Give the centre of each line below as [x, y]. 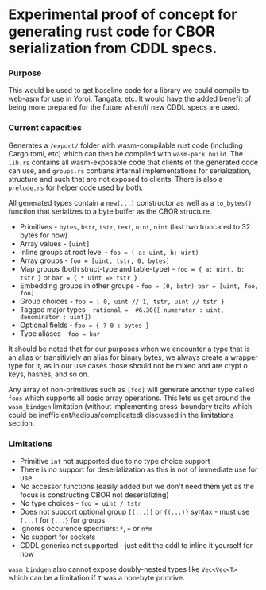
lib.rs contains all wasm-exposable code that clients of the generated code [133, 162]
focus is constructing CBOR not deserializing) [94, 495]
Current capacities [45, 128]
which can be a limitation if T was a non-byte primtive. [96, 578]
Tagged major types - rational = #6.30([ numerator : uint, [122, 309]
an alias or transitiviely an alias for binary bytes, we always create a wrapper [133, 357]
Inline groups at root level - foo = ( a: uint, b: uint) [109, 252]
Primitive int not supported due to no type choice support [115, 461]
